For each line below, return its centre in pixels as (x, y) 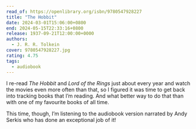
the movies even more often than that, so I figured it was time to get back (96, 90)
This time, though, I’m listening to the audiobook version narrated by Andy (97, 114)
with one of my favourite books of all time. (58, 102)
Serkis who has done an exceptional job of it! (61, 120)
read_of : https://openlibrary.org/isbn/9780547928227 (74, 12)
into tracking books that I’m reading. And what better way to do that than (95, 96)
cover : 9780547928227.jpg (38, 50)
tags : (13, 61)
